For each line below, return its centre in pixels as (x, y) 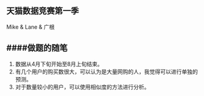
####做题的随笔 (37, 48)
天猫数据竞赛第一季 (43, 11)
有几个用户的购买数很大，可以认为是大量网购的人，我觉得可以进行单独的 (106, 72)
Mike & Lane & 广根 (31, 27)
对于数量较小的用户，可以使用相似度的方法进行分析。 (82, 87)
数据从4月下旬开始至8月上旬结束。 (59, 64)
